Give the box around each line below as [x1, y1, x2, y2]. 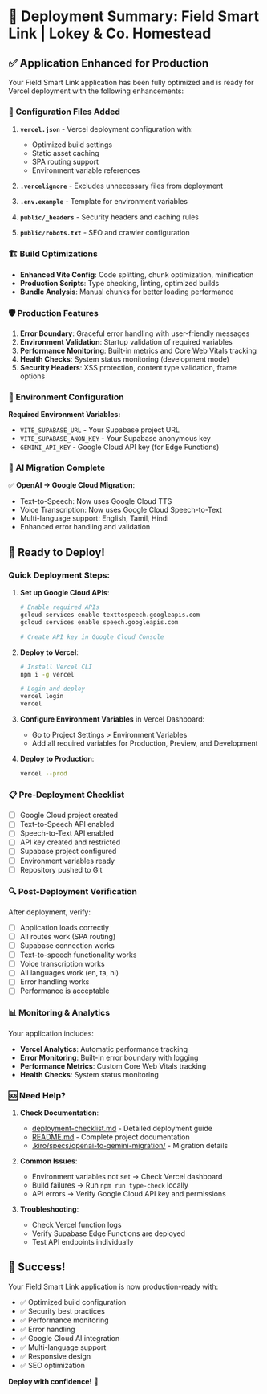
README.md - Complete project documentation [31, 1132, 190, 1142]
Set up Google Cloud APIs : [19, 588, 110, 598]
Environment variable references [31, 166, 140, 175]
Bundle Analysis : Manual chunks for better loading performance [19, 287, 234, 296]
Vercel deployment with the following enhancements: [8, 86, 184, 96]
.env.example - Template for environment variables [19, 197, 188, 206]
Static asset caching [31, 149, 99, 158]
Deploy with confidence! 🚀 [8, 1376, 99, 1386]
